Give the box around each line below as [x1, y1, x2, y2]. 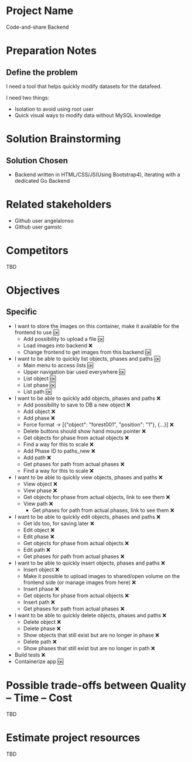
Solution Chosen [6, 155, 68, 165]
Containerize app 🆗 [14, 658, 63, 665]
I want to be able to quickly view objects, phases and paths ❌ [14, 473, 163, 481]
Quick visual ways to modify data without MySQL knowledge [14, 111, 161, 118]
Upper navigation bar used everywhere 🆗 [23, 368, 125, 375]
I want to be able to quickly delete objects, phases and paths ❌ [14, 611, 167, 619]
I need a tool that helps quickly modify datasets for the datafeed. [6, 83, 162, 90]
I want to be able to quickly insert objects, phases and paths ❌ [14, 559, 166, 566]
